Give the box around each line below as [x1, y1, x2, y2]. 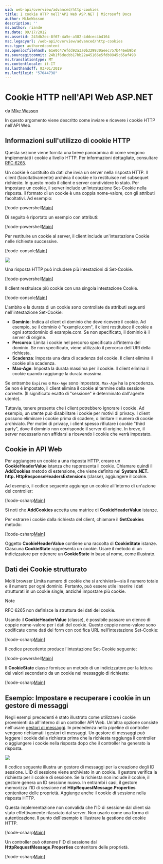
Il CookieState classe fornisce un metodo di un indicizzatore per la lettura [5, 665, 153, 671]
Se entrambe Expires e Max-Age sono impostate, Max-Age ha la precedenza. [5, 380, 154, 386]
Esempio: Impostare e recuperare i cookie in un [5, 694, 151, 702]
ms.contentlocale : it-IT [5, 61, 55, 66]
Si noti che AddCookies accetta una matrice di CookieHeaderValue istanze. [5, 507, 159, 513]
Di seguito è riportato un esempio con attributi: [5, 214, 99, 220]
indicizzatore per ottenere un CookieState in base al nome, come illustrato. [5, 551, 156, 557]
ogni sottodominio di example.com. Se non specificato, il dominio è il [12, 329, 150, 335]
